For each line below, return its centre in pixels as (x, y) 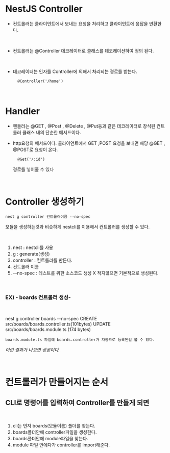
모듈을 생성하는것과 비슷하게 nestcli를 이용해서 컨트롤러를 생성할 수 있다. (78, 226)
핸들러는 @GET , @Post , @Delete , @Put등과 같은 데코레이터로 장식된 (84, 126)
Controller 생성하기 (45, 202)
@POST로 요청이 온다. (35, 149)
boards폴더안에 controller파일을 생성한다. (55, 432)
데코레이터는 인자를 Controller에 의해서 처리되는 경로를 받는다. (75, 71)
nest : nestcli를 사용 (33, 247)
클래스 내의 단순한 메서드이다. (52, 132)
